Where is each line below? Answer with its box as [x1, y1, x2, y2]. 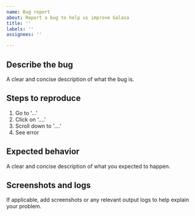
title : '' [6, 20, 32, 26]
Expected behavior [6, 147, 80, 157]
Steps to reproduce [6, 93, 81, 103]
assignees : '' [6, 32, 43, 38]
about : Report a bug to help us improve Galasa [6, 15, 130, 21]
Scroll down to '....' [15, 122, 62, 130]
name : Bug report [6, 9, 51, 15]
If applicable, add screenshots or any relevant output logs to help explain [6, 196, 190, 204]
